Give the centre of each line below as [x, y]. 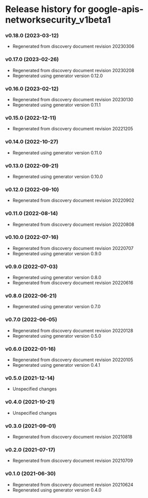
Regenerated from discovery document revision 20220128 [73, 330]
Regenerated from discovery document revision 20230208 [73, 70]
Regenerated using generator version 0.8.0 [57, 278]
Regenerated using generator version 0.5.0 [57, 336]
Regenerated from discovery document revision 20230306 [73, 47]
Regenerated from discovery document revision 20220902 [73, 200]
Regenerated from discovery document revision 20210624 [73, 484]
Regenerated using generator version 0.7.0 [56, 307]
